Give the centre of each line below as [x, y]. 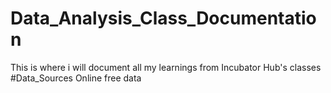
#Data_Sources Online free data [76, 78]
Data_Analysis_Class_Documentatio [163, 18]
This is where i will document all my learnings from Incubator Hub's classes [166, 67]
